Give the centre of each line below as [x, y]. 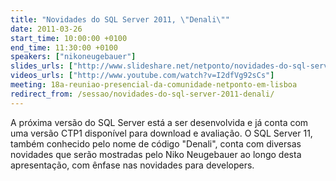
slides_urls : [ [42, 66]
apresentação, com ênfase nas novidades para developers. [132, 165]
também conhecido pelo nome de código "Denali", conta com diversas [156, 143]
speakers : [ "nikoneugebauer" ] [73, 57]
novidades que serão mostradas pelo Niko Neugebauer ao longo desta [156, 154]
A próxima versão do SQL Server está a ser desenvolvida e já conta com [159, 122]
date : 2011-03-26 [46, 29]
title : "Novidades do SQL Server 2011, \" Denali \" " [120, 19]
